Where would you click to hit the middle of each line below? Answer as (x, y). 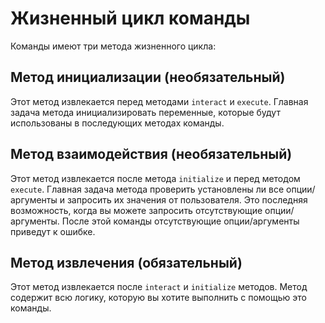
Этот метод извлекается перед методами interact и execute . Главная (159, 101)
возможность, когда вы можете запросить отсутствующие (136, 210)
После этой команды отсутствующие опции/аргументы (180, 221)
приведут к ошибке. (53, 231)
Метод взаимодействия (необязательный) (151, 154)
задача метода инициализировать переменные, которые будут (145, 112)
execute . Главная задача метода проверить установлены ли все (147, 189)
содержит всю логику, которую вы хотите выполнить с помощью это (158, 298)
